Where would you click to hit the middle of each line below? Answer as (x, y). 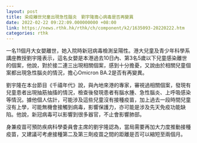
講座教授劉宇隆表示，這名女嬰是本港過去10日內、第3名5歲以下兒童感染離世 (97, 58)
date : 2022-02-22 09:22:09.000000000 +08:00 (61, 22)
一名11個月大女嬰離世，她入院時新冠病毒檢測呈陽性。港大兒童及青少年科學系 (98, 51)
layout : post (22, 11)
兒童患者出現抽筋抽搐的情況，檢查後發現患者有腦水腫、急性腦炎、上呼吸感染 (98, 93)
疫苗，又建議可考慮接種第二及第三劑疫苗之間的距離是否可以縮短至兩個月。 (96, 134)
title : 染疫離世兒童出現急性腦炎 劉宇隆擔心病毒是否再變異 (70, 17)
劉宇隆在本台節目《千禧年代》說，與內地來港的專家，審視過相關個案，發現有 (98, 85)
